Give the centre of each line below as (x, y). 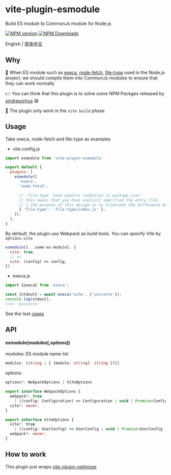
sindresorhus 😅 (22, 101)
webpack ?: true (26, 396)
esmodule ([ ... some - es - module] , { (41, 247)
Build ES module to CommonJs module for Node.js (58, 23)
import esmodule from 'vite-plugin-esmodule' (54, 158)
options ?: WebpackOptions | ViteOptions (49, 382)
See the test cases (25, 314)
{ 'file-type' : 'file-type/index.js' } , (62, 210)
